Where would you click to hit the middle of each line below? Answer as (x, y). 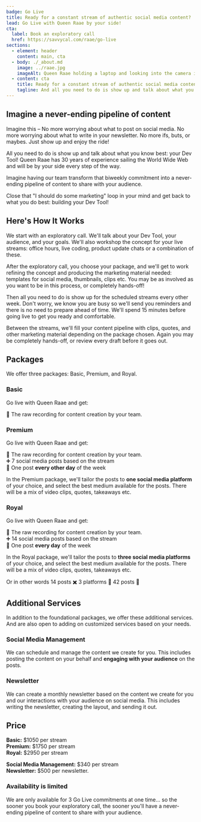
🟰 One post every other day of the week (56, 467)
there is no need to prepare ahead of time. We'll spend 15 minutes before (96, 309)
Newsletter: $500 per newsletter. (48, 771)
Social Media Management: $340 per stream (63, 764)
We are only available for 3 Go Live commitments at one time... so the (92, 799)
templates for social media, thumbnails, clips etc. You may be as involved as (100, 279)
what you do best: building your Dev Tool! (57, 202)
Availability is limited (37, 787)
